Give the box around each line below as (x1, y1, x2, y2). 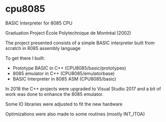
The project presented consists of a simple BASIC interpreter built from (5, 39, 155, 46)
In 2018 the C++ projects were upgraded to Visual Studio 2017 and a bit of (5, 85, 161, 92)
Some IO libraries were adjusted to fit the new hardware (5, 101, 123, 107)
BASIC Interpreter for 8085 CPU (5, 20, 73, 26)
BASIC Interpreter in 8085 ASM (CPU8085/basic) (12, 76, 116, 82)
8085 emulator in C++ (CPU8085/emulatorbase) (12, 70, 115, 77)
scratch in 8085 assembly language (5, 45, 81, 51)
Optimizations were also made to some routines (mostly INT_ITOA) (5, 111, 145, 117)
